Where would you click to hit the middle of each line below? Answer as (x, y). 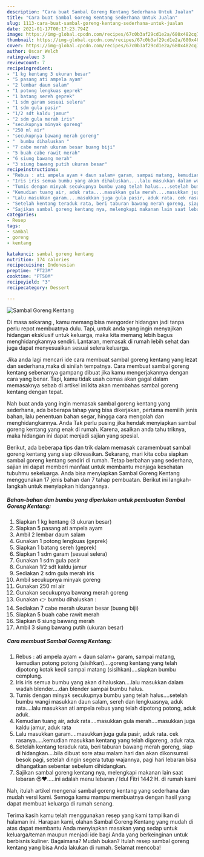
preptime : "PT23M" (30, 271)
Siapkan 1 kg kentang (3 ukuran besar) (64, 521)
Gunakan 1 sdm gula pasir (48, 560)
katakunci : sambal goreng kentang (51, 254)
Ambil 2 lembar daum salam (50, 535)
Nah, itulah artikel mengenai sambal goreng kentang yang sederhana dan (98, 790)
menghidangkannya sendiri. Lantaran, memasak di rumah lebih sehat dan (98, 341)
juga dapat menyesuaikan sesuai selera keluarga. (68, 348)
